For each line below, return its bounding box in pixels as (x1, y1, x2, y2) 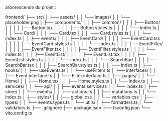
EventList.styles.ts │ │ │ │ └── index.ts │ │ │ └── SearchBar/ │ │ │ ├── (5, 57, 156, 62)
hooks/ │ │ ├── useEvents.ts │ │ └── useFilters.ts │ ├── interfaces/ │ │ (5, 67, 157, 73)
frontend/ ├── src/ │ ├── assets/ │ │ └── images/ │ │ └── (5, 14, 130, 20)
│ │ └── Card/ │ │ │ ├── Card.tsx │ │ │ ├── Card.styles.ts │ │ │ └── (5, 30, 151, 36)
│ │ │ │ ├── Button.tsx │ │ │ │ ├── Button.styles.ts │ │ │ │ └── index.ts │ (5, 25, 160, 31)
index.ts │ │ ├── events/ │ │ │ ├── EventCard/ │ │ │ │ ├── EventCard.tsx (5, 35, 160, 41)
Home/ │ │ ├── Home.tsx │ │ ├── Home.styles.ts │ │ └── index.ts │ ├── (5, 78, 160, 84)
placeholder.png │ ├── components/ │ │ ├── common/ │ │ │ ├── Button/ (5, 20, 160, 25)
